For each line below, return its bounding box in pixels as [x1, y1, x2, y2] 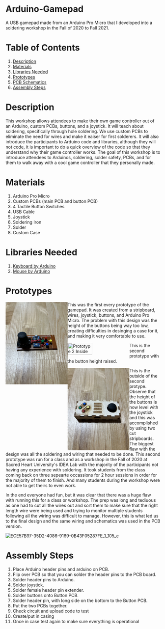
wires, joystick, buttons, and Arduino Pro [67, 312, 149, 318]
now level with [129, 404, 159, 410]
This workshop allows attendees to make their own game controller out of [5, 118, 155, 124]
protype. [129, 383, 147, 389]
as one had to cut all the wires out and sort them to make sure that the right [5, 502, 158, 508]
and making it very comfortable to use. [67, 333, 146, 339]
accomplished [129, 420, 158, 426]
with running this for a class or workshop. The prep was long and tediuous [5, 497, 156, 503]
